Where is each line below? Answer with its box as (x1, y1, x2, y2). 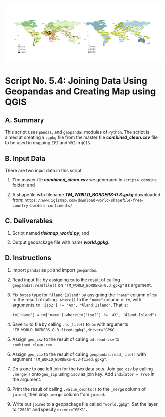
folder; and (12, 182, 35, 188)
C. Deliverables (5, 217, 53, 225)
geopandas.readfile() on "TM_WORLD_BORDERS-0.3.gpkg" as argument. (12, 282, 152, 288)
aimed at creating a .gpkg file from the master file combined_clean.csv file (5, 134, 158, 140)
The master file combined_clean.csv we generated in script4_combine (12, 177, 157, 182)
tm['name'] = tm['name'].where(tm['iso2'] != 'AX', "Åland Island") (12, 312, 157, 317)
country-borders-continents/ (12, 203, 73, 208)
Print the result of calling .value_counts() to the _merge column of (12, 386, 146, 392)
